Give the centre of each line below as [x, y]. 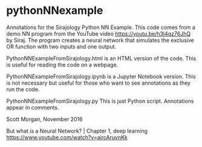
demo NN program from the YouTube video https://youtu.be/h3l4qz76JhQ [99, 33]
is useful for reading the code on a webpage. [62, 65]
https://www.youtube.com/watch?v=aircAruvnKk [67, 137]
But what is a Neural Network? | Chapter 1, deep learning [77, 131]
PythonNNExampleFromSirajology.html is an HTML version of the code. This [101, 58]
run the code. [23, 89]
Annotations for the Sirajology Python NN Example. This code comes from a [101, 27]
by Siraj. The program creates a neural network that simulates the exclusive [100, 40]
